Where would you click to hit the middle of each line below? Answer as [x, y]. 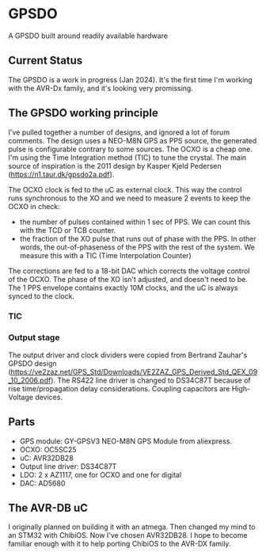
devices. [49, 397]
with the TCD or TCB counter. [68, 230]
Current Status [46, 61]
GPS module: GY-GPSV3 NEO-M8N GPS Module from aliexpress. [125, 441]
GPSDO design [32, 363]
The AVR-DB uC [48, 508]
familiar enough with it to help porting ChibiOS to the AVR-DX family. [120, 544]
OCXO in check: [34, 206]
